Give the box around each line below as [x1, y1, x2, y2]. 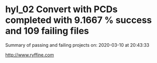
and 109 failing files [5, 25, 90, 37]
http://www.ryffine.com [5, 52, 54, 58]
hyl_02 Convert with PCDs [5, 4, 118, 15]
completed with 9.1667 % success [5, 14, 152, 26]
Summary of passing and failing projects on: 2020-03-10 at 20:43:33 [5, 42, 149, 48]
